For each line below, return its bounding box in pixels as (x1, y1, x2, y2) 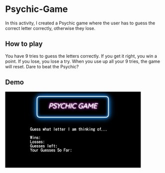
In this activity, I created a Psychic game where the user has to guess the (5, 20, 156, 26)
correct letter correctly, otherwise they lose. (5, 25, 96, 31)
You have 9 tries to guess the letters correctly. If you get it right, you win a (5, 53, 157, 59)
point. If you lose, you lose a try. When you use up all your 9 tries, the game (5, 58, 161, 64)
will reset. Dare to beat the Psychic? (5, 63, 79, 69)
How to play (5, 40, 43, 48)
